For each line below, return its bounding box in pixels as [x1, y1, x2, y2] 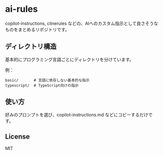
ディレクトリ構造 [5, 42, 57, 51]
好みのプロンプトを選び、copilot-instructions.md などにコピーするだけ [5, 112, 149, 117]
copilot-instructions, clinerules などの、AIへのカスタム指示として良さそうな [5, 20, 159, 26]
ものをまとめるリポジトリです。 [5, 26, 70, 33]
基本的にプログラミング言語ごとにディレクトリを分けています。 [5, 56, 134, 62]
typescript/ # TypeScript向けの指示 [5, 83, 79, 88]
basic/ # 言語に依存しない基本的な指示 [5, 77, 90, 82]
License [5, 132, 30, 141]
